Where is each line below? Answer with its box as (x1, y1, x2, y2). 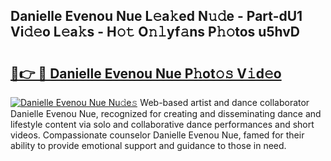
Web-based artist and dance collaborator (139, 97, 310, 108)
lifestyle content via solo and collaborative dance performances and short (10, 119, 315, 130)
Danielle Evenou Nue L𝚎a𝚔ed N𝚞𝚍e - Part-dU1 (10, 8, 303, 25)
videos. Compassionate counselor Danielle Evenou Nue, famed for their (10, 129, 305, 141)
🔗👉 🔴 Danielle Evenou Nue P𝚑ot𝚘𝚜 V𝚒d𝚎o (10, 65, 282, 82)
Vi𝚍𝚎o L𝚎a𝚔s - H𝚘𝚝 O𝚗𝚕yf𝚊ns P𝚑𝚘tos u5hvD (10, 24, 300, 41)
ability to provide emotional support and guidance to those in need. (10, 140, 287, 151)
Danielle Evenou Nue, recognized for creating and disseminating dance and (10, 108, 322, 119)
